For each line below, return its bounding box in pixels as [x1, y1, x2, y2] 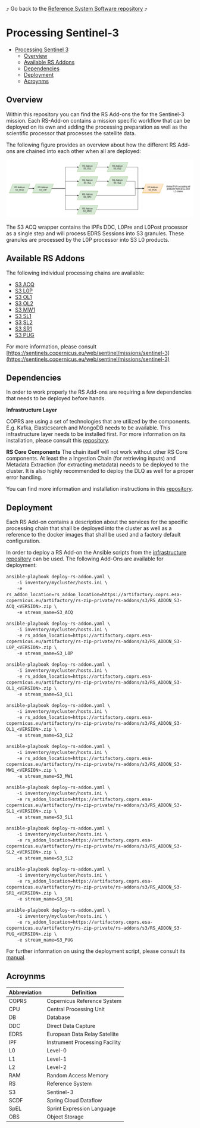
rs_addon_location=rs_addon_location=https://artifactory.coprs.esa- [6, 592, 183, 598]
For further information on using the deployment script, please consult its [6, 948, 186, 955]
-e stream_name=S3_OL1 [17, 691, 73, 697]
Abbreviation [8, 989, 42, 996]
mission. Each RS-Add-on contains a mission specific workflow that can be [6, 117, 190, 124]
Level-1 [46, 1055, 67, 1062]
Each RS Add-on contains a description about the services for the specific [6, 518, 189, 526]
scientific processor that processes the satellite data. [6, 129, 136, 136]
